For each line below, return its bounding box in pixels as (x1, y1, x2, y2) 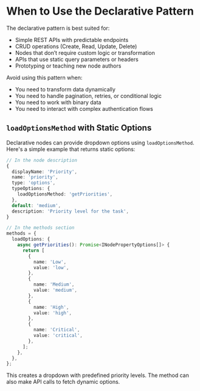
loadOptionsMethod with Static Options (6, 123, 152, 133)
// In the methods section (6, 225, 75, 231)
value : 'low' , (33, 264, 69, 270)
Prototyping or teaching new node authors (15, 62, 122, 69)
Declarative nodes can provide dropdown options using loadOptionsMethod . (6, 139, 195, 146)
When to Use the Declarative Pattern (6, 4, 195, 18)
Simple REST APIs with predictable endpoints (15, 36, 129, 43)
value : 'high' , (33, 309, 72, 316)
